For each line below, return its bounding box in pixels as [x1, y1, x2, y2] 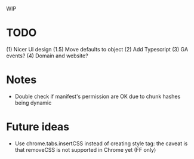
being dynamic [14, 99, 52, 106]
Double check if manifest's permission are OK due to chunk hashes [14, 93, 181, 100]
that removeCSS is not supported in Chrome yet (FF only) [14, 146, 156, 153]
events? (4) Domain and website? [6, 52, 88, 59]
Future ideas [6, 120, 70, 134]
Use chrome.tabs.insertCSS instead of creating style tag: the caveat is [14, 140, 188, 147]
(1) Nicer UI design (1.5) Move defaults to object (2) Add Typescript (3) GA [6, 45, 189, 53]
